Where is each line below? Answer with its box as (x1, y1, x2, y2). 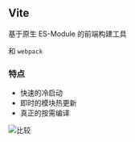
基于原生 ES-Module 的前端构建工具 (8, 28, 127, 39)
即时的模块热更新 (19, 98, 77, 108)
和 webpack (8, 46, 43, 56)
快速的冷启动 (19, 88, 63, 98)
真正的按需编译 (19, 108, 70, 118)
